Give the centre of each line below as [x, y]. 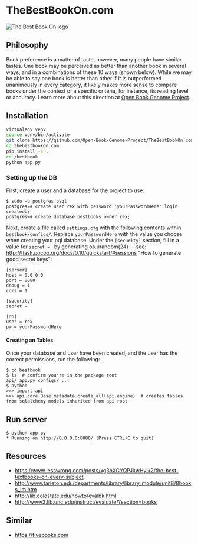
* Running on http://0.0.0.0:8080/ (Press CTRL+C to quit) [80, 438]
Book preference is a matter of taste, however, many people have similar [94, 59]
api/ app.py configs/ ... [38, 381]
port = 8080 [21, 280]
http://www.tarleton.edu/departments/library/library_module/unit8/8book [103, 483]
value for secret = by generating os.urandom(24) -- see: [76, 247]
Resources [26, 456]
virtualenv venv [26, 129]
